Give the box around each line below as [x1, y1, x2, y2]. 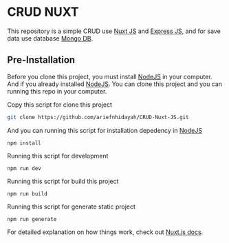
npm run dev [7, 165, 41, 172]
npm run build [7, 190, 48, 197]
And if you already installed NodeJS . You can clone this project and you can [7, 80, 222, 88]
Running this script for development [7, 151, 109, 160]
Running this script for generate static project [7, 202, 136, 211]
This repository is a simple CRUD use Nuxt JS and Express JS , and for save [7, 27, 221, 35]
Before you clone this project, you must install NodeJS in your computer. [7, 72, 212, 81]
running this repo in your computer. [7, 87, 107, 95]
